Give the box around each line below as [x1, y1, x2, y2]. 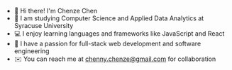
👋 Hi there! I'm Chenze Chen [13, 7, 98, 15]
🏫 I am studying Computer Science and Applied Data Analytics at [13, 14, 204, 22]
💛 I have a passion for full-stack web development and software [13, 39, 201, 48]
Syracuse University [13, 22, 74, 29]
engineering [13, 47, 50, 55]
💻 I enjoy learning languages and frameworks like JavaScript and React [13, 29, 225, 38]
